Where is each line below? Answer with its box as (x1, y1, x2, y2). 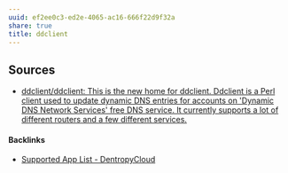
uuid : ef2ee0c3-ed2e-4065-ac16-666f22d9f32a (8, 12, 175, 22)
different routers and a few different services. (20, 114, 188, 125)
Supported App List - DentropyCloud (20, 154, 156, 165)
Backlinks (8, 134, 46, 145)
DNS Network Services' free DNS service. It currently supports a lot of (20, 105, 279, 115)
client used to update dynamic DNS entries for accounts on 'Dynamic (20, 95, 275, 106)
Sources (8, 62, 56, 77)
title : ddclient (8, 29, 68, 38)
